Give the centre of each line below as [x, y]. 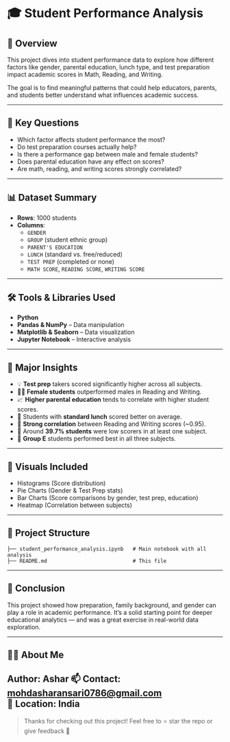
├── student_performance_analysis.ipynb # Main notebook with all [107, 549]
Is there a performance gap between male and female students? [107, 154]
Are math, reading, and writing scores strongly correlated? [99, 168]
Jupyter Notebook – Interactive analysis [74, 339]
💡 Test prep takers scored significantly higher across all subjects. [110, 384]
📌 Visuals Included [48, 467]
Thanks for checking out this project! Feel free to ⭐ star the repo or [118, 721]
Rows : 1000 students [47, 218]
